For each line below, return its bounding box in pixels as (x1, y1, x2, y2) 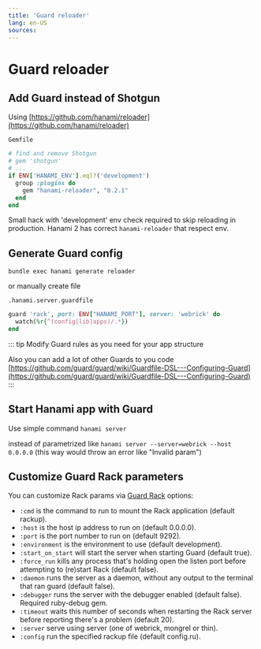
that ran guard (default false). (19, 581, 116, 591)
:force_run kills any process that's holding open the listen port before (19, 557, 247, 566)
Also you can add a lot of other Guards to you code (8, 354, 174, 364)
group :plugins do (15, 179, 76, 187)
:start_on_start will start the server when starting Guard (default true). (19, 548, 252, 558)
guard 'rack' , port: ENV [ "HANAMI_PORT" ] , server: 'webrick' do (8, 311, 221, 319)
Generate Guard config (8, 246, 124, 260)
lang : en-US (8, 19, 47, 27)
